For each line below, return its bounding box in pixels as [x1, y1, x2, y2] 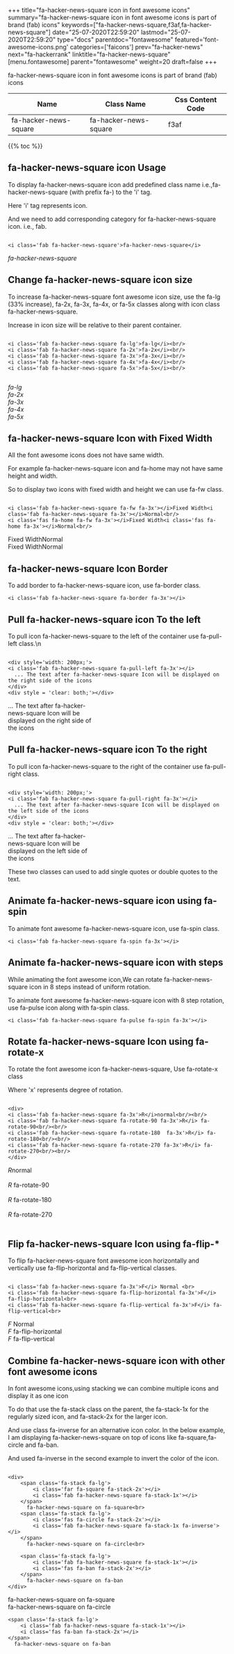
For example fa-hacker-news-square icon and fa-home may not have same [8, 464, 223, 473]
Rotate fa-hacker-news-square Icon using [8, 1035, 194, 1047]
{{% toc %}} [8, 142, 44, 150]
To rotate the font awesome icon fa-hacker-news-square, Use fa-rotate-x [8, 1065, 218, 1073]
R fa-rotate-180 [8, 1196, 52, 1204]
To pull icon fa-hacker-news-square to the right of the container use [8, 762, 203, 770]
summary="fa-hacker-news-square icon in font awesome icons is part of [8, 13, 217, 22]
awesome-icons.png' [8, 43, 69, 51]
